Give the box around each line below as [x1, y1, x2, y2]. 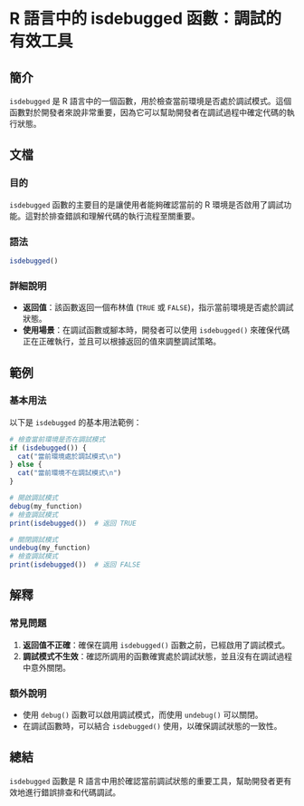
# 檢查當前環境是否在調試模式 [9, 434, 106, 444]
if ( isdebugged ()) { [9, 443, 88, 452]
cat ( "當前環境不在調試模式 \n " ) [17, 469, 122, 478]
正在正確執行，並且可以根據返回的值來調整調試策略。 [22, 336, 222, 347]
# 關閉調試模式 [9, 535, 59, 544]
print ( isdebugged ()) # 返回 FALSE [9, 560, 141, 569]
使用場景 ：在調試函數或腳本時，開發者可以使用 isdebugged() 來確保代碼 [22, 325, 290, 335]
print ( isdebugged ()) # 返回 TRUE [9, 519, 138, 528]
